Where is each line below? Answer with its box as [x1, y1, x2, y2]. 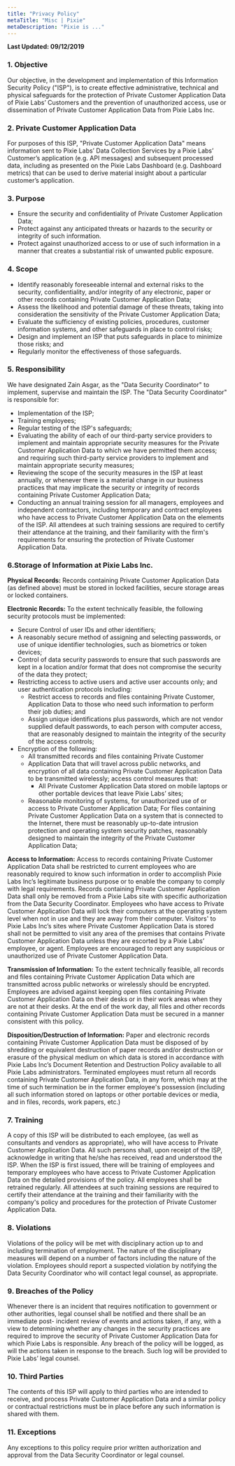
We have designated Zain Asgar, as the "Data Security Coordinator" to [7, 380, 210, 389]
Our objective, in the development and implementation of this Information [7, 76, 218, 84]
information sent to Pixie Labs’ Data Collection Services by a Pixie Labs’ [7, 146, 214, 155]
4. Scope [7, 264, 38, 274]
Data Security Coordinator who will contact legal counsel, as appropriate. [7, 1269, 218, 1277]
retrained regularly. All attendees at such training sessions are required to [7, 1183, 219, 1192]
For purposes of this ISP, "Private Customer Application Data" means [7, 139, 206, 147]
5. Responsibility [7, 365, 66, 375]
